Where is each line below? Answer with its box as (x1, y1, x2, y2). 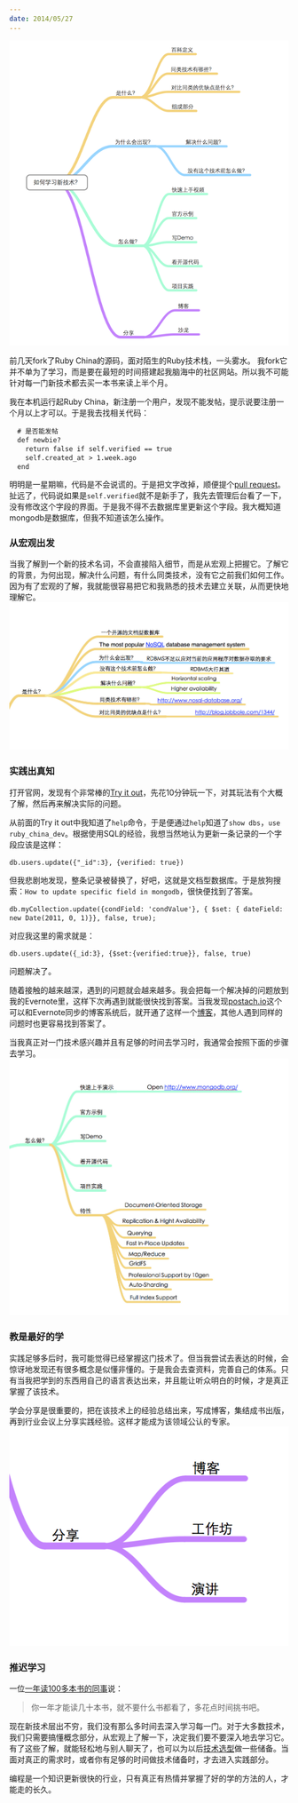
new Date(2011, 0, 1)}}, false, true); (9, 913, 157, 923)
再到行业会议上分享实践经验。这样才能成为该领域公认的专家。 (9, 1416, 235, 1426)
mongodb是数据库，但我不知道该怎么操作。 (9, 512, 169, 523)
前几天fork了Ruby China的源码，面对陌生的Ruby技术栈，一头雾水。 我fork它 (9, 355, 288, 366)
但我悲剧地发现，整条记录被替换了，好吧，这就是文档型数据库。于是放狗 (9, 875, 273, 886)
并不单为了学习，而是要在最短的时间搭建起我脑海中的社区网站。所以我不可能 (9, 366, 289, 377)
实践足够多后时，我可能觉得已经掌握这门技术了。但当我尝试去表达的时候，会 (9, 1353, 289, 1363)
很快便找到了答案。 (187, 886, 258, 896)
